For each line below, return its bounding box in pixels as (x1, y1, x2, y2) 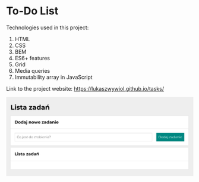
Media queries (14, 67, 50, 74)
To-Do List (6, 4, 59, 18)
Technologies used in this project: (6, 24, 89, 31)
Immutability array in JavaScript (14, 73, 93, 81)
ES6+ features (14, 54, 50, 61)
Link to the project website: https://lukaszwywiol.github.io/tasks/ (6, 85, 165, 92)
